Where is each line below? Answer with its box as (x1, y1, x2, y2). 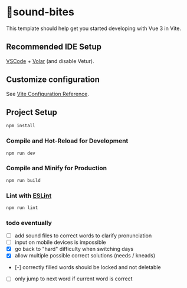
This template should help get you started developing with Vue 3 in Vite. (6, 25, 182, 32)
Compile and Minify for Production (6, 164, 107, 173)
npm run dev (6, 150, 35, 156)
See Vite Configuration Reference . (6, 90, 90, 97)
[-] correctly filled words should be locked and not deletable (14, 264, 161, 271)
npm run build (6, 177, 41, 183)
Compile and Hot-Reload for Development (6, 137, 129, 145)
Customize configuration (6, 75, 100, 85)
